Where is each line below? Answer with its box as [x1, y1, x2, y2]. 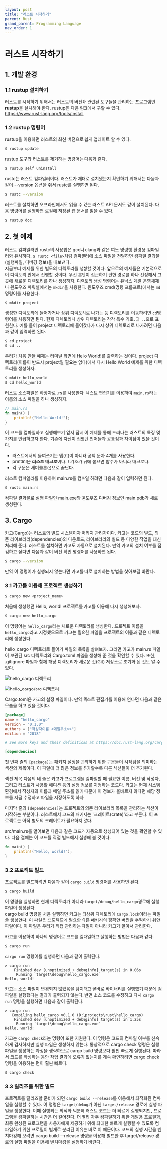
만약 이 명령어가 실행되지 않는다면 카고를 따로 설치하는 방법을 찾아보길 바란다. [5, 568, 155, 574]
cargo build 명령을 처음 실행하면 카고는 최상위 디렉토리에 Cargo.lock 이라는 [5, 911, 152, 917]
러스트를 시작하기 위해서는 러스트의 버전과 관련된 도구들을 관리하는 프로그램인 [5, 99, 156, 105]
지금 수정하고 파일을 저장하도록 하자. [14, 794, 85, 801]
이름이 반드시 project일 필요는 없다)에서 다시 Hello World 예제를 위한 [18, 359, 153, 365]
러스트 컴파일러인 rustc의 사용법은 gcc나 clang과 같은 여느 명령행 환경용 [5, 246, 146, 252]
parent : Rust [5, 16, 32, 21]
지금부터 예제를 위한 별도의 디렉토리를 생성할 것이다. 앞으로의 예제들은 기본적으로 [5, 265, 162, 271]
